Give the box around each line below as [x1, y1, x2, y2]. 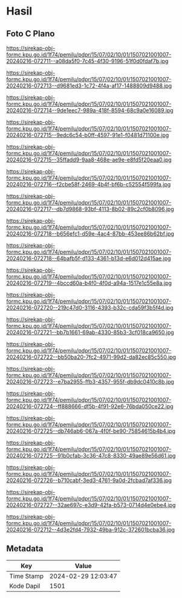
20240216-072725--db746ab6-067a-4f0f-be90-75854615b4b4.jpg [6, 427, 176, 435]
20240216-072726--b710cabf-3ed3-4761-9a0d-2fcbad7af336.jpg [6, 477, 172, 484]
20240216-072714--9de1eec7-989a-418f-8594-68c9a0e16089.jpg [6, 107, 174, 114]
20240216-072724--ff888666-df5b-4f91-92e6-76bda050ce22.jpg [6, 403, 174, 410]
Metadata [6, 543, 44, 554]
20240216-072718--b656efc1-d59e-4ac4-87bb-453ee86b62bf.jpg [6, 230, 174, 237]
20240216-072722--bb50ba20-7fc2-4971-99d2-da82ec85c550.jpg [6, 353, 177, 361]
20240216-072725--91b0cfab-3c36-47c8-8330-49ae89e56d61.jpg [6, 452, 176, 459]
